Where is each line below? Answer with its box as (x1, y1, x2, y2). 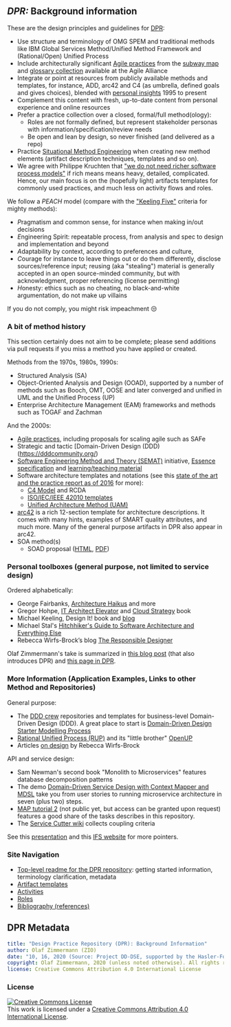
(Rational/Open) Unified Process (16, 52, 109, 60)
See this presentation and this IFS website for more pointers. (7, 832, 179, 841)
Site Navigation (7, 850, 60, 859)
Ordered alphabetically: (7, 586, 74, 595)
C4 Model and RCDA (27, 486, 87, 495)
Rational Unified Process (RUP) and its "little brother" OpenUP (16, 734, 193, 742)
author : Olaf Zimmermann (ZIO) (7, 946, 97, 954)
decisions (16, 225, 45, 233)
